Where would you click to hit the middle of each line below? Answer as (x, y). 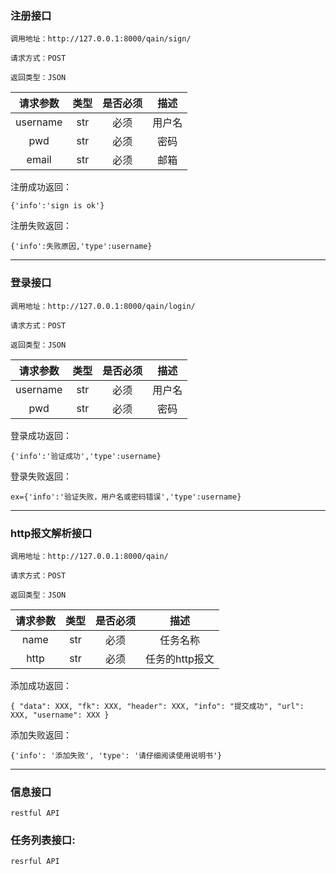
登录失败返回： (41, 476)
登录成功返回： (41, 435)
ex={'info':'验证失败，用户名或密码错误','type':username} (126, 497)
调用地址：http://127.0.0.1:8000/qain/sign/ (101, 39)
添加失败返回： (41, 734)
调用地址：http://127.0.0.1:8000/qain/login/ (103, 306)
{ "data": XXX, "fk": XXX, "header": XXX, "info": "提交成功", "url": (157, 706)
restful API (35, 813)
